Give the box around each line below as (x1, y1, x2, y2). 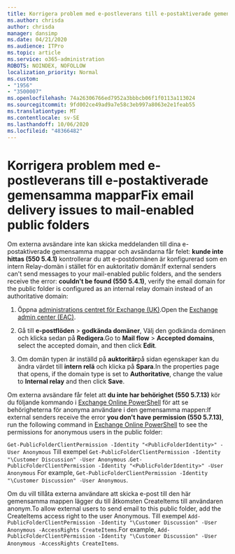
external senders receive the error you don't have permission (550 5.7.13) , (7, 413, 224, 422)
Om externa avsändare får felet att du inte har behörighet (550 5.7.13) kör (7, 391, 220, 399)
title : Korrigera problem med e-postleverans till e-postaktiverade (7, 10, 211, 17)
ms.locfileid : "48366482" (7, 127, 83, 134)
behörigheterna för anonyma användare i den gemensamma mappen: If (7, 406, 211, 414)
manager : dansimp (7, 29, 58, 37)
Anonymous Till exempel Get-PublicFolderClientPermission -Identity (22, 448, 221, 456)
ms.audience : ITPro (7, 43, 64, 50)
